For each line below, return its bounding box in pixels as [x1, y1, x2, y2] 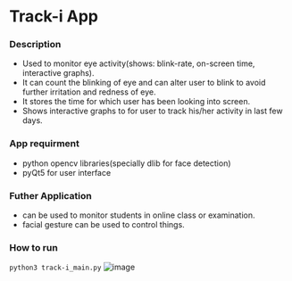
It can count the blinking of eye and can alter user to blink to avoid [21, 78, 266, 88]
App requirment [9, 137, 80, 150]
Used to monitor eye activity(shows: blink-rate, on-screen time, [21, 58, 255, 69]
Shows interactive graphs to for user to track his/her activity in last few [21, 105, 283, 117]
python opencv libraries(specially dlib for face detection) [21, 158, 231, 169]
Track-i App [9, 6, 99, 27]
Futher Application [9, 189, 92, 202]
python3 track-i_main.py [9, 263, 102, 273]
